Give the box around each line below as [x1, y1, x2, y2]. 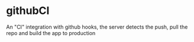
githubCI [6, 4, 50, 17]
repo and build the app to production [6, 29, 96, 36]
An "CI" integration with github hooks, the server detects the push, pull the [6, 23, 188, 30]
